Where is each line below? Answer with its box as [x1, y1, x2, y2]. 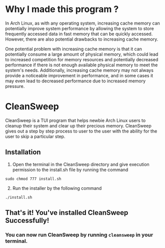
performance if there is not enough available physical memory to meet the [5, 62, 158, 68]
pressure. [5, 83, 25, 89]
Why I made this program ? [5, 4, 119, 15]
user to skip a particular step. [5, 133, 65, 139]
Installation [5, 148, 41, 157]
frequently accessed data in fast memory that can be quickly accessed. [5, 31, 153, 37]
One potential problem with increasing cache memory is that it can [5, 46, 142, 52]
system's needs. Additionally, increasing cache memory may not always [5, 67, 154, 73]
